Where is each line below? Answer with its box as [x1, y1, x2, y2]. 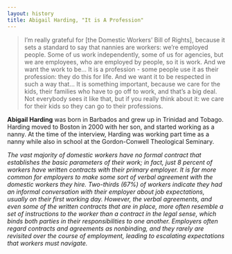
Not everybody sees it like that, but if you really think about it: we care [24, 94, 224, 102]
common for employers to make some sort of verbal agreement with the [7, 172, 213, 181]
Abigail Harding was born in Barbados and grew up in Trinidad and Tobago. [7, 115, 224, 123]
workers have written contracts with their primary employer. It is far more [7, 165, 217, 174]
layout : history [7, 10, 54, 17]
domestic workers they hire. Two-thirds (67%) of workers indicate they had [7, 180, 223, 188]
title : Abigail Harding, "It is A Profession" [7, 17, 144, 24]
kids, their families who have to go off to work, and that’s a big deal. [24, 87, 217, 96]
